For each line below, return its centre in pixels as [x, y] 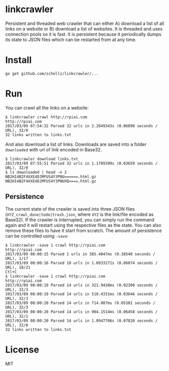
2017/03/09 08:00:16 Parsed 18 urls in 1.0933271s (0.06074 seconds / [81, 263]
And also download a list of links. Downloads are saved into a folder [76, 144]
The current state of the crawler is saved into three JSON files [70, 209]
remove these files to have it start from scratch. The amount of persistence [84, 230]
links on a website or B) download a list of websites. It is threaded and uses [84, 28]
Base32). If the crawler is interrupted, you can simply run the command [80, 220]
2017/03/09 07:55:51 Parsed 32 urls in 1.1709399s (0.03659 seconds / [81, 163]
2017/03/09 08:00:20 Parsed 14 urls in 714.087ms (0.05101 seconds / [80, 303]
